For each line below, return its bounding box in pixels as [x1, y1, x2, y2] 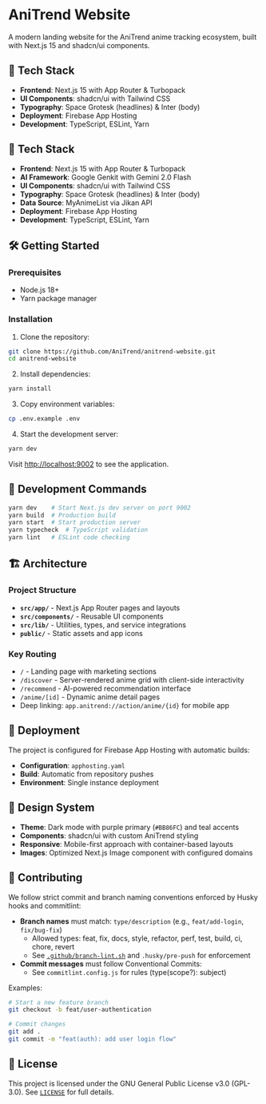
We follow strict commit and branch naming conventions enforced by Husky [8, 892, 258, 902]
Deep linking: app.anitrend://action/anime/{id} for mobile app [19, 701, 230, 711]
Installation [8, 314, 54, 325]
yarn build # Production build [8, 511, 116, 519]
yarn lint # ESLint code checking [8, 534, 130, 542]
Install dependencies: [19, 369, 91, 379]
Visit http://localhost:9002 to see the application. [8, 459, 169, 469]
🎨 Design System [8, 801, 95, 815]
